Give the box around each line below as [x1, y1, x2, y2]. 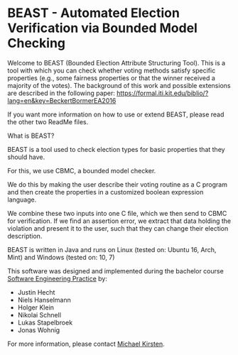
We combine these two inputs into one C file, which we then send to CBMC [7, 209, 227, 217]
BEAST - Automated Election [7, 5, 180, 21]
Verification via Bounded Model [7, 20, 198, 36]
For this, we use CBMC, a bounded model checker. [7, 166, 156, 175]
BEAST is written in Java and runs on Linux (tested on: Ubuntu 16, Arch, [7, 245, 217, 253]
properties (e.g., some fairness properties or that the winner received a [7, 73, 215, 82]
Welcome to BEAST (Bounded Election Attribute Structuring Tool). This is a [7, 58, 226, 67]
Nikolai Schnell [17, 310, 62, 319]
